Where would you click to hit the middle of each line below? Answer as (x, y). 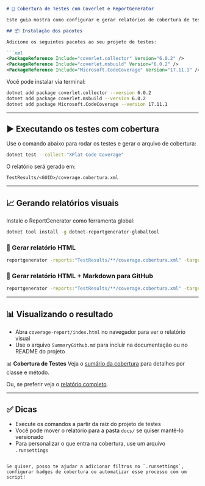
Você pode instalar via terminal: (46, 82)
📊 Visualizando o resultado (60, 314)
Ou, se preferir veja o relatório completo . (57, 385)
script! (16, 477)
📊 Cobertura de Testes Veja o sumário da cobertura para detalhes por (95, 364)
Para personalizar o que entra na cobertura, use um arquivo (90, 443)
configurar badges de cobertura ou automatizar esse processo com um (97, 472)
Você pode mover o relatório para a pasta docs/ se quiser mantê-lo (99, 430)
